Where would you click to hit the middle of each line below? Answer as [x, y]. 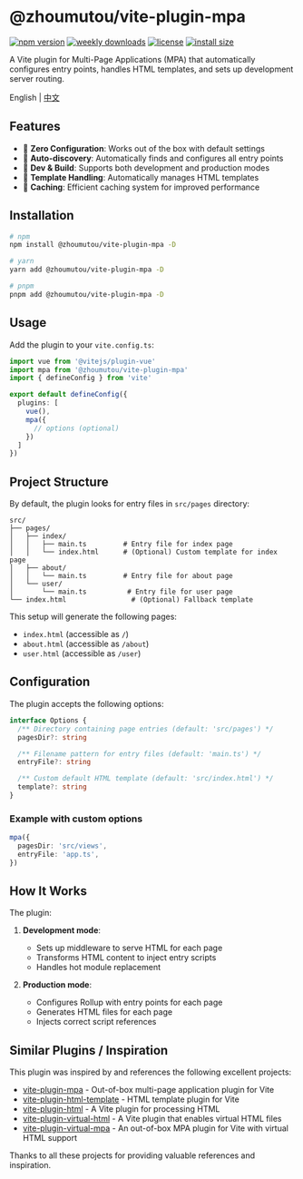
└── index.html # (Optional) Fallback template [132, 600]
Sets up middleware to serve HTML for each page [129, 948]
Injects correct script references [96, 1022]
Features [35, 127]
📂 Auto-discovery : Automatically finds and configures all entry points [153, 158]
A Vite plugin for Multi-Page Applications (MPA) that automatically [132, 59]
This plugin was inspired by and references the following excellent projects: [151, 1072]
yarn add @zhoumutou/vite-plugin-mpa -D [87, 270]
